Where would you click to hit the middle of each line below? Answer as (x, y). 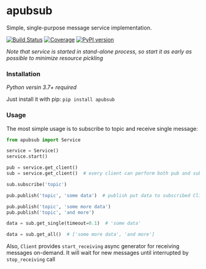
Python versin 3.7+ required (41, 87)
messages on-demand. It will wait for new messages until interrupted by (97, 253)
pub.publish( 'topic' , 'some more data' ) (59, 206)
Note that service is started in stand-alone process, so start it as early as (99, 51)
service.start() (27, 157)
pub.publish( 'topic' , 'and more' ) (51, 212)
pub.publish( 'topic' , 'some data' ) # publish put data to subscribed (98, 195)
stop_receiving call (31, 259)
